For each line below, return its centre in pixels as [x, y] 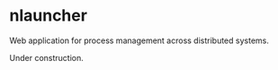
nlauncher [49, 16]
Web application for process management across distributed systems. [139, 40]
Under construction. [46, 57]
